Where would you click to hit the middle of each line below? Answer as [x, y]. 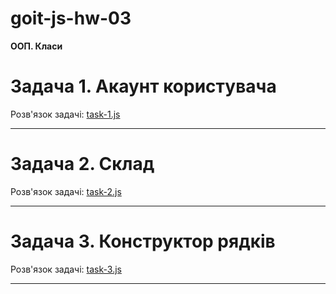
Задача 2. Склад [82, 164]
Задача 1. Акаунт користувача [143, 86]
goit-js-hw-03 [71, 18]
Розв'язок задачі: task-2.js [66, 191]
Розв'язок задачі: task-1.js [65, 114]
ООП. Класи [36, 46]
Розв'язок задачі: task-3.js [66, 269]
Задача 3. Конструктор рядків [143, 241]
